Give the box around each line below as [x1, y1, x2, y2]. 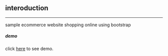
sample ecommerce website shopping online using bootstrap [5, 22, 131, 28]
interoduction [5, 4, 48, 12]
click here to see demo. [5, 46, 53, 52]
